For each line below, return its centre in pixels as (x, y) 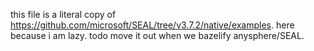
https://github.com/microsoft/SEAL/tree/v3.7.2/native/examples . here (152, 25)
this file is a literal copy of (63, 14)
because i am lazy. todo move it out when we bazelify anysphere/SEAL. (157, 35)
